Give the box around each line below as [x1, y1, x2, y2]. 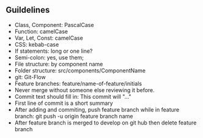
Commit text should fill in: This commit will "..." [14, 93, 132, 100]
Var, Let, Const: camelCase [14, 34, 83, 42]
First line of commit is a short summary [14, 99, 114, 107]
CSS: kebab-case [14, 40, 59, 48]
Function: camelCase [14, 28, 68, 35]
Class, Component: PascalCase [14, 21, 94, 28]
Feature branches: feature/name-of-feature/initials [14, 80, 142, 87]
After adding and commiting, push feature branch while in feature [14, 105, 180, 113]
